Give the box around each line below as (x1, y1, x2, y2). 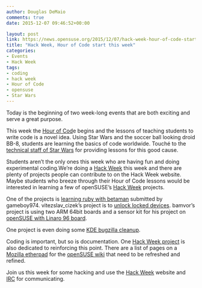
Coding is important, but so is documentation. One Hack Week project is (6, 237, 185, 245)
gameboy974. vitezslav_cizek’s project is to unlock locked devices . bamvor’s (6, 201, 195, 208)
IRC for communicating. (6, 275, 65, 282)
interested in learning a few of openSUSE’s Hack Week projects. (6, 183, 165, 190)
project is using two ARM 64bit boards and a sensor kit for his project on (6, 208, 186, 215)
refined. (6, 257, 26, 264)
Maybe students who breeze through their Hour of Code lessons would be (6, 177, 191, 184)
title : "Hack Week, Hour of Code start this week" (6, 42, 136, 48)
